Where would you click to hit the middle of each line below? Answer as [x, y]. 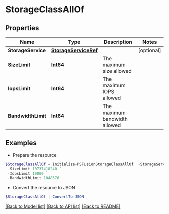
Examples [21, 143]
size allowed [117, 71]
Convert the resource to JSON [44, 188]
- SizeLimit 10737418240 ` [34, 169]
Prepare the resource [34, 155]
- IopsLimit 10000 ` [28, 174]
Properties [22, 28]
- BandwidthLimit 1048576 [33, 178]
